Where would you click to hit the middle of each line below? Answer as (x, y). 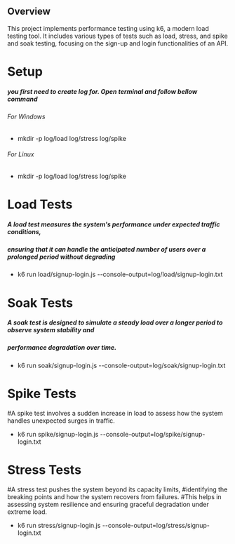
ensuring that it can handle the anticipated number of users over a (107, 249)
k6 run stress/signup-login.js (59, 525)
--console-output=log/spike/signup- (153, 434)
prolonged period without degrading (61, 257)
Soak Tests (40, 302)
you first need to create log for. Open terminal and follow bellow (102, 91)
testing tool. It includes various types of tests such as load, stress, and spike (117, 36)
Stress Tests (45, 470)
